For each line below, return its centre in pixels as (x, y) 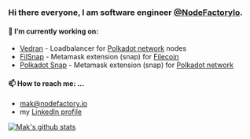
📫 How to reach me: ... (46, 83)
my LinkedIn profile (51, 112)
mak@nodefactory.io (53, 104)
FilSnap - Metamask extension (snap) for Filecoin (99, 57)
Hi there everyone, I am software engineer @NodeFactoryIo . (126, 12)
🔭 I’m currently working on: (53, 31)
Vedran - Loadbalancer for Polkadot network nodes (103, 48)
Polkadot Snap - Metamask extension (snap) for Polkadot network (127, 65)
